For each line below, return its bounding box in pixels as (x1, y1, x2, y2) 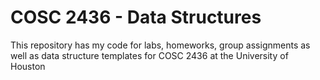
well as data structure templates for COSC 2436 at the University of (10, 49, 289, 61)
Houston (10, 60, 46, 72)
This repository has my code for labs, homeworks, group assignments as (10, 39, 311, 51)
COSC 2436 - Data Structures (10, 6, 262, 29)
